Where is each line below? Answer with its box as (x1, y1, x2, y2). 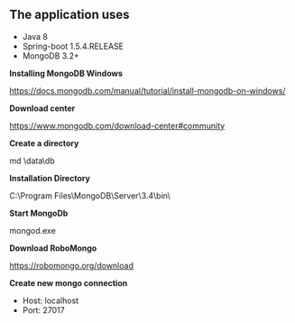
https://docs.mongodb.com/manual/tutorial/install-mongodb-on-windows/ (9, 85, 286, 96)
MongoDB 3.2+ (22, 50, 79, 61)
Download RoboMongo (9, 243, 97, 254)
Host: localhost (22, 295, 79, 306)
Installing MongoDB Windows (9, 68, 124, 78)
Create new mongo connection (9, 277, 128, 288)
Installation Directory (9, 172, 90, 183)
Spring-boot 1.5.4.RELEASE (22, 41, 124, 51)
